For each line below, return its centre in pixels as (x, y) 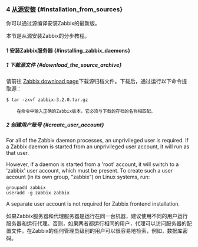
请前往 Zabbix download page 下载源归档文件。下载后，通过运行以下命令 (94, 81)
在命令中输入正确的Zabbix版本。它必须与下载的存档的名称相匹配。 (86, 111)
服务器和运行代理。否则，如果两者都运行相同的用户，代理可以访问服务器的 (96, 223)
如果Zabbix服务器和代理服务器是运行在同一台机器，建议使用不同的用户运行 (97, 216)
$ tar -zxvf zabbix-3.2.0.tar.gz (47, 100)
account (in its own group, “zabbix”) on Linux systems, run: (78, 177)
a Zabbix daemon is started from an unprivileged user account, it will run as (98, 147)
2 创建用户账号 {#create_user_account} (55, 125)
